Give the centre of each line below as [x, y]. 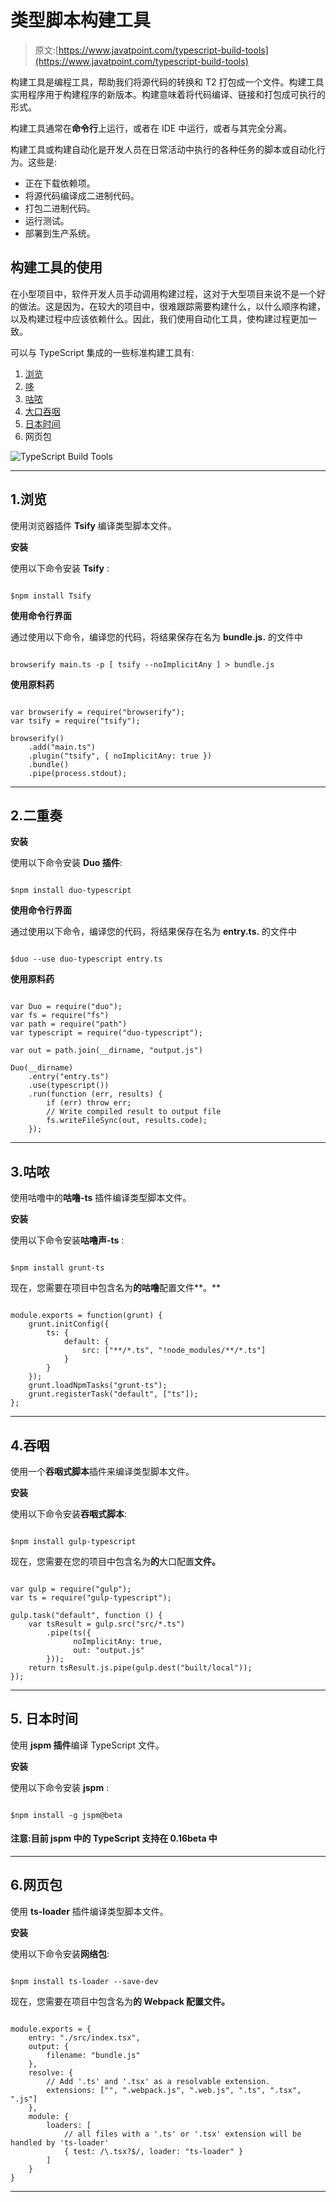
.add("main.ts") [62, 747]
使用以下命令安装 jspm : [60, 1787]
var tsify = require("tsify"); [75, 721]
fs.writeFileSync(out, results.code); [127, 1121]
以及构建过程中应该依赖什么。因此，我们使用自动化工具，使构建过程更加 [159, 318]
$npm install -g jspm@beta [66, 1815]
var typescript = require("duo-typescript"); [106, 1033]
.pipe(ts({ [69, 1633]
